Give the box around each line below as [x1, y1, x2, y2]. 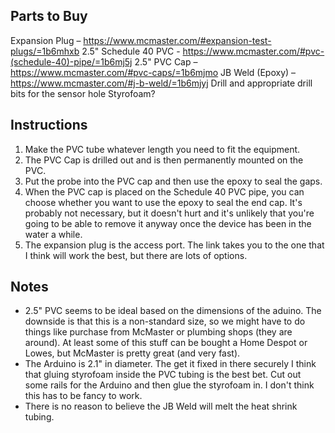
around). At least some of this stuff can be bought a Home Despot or [24, 337, 308, 349]
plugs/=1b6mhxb [10, 45, 80, 57]
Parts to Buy [10, 8, 88, 25]
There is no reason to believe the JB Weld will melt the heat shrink [24, 400, 298, 413]
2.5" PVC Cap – [134, 55, 198, 68]
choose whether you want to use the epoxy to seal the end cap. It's [24, 196, 303, 208]
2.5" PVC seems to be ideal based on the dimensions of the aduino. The [24, 305, 322, 317]
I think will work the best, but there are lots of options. [24, 249, 248, 261]
